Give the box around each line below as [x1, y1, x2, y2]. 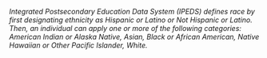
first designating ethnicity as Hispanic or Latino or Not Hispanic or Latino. [9, 15, 253, 25]
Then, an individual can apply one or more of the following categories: [9, 24, 242, 33]
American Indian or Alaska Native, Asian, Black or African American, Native [9, 32, 260, 41]
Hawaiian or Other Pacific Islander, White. [9, 41, 148, 50]
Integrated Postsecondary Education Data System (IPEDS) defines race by [9, 7, 255, 16]
